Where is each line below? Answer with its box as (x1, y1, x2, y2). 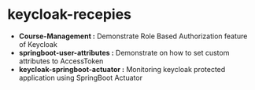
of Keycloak (18, 39, 58, 49)
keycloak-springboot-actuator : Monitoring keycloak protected (18, 64, 226, 74)
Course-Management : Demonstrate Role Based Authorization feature (18, 31, 248, 41)
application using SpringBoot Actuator (18, 73, 143, 82)
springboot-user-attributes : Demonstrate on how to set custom (18, 48, 230, 57)
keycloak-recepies (7, 5, 131, 23)
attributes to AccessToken (18, 56, 104, 66)
